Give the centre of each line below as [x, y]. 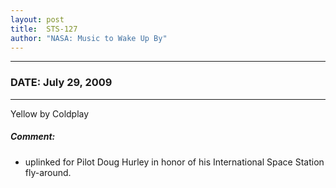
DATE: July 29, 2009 [61, 83]
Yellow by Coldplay [50, 113]
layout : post [37, 19]
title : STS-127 [44, 29]
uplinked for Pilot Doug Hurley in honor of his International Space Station [174, 162]
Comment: [33, 137]
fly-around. [48, 172]
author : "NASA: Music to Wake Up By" [89, 38]
